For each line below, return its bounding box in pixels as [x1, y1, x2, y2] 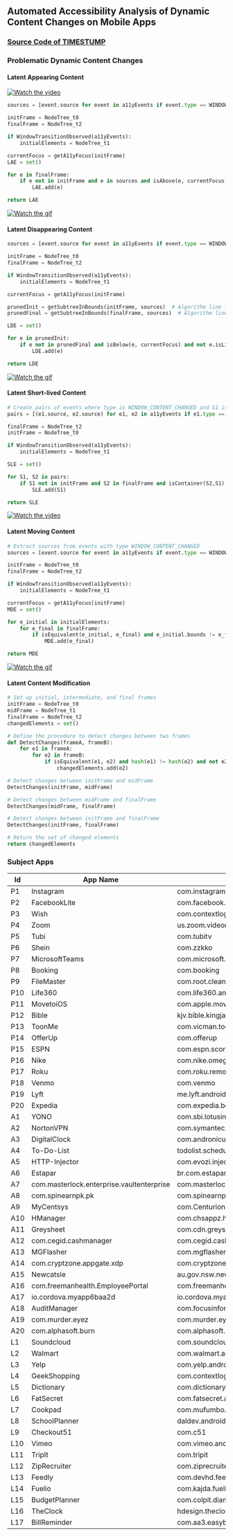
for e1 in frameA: [19, 745, 73, 752]
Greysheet [31, 1225, 66, 1234]
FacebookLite [31, 898, 76, 908]
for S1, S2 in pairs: [7, 473, 70, 481]
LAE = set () [7, 159, 42, 166]
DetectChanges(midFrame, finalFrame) [7, 802, 116, 810]
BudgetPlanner [31, 1495, 80, 1505]
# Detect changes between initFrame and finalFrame [7, 815, 159, 822]
